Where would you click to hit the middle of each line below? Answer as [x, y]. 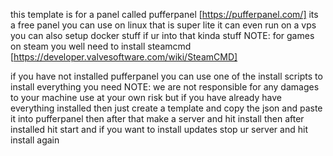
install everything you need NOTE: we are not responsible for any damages [165, 87]
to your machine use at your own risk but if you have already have [146, 97]
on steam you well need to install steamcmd [101, 46]
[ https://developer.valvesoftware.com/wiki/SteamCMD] [124, 57]
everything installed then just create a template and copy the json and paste [166, 108]
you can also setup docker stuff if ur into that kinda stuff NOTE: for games [162, 35]
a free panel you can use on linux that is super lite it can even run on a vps [163, 25]
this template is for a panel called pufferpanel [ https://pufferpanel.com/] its [164, 14]
